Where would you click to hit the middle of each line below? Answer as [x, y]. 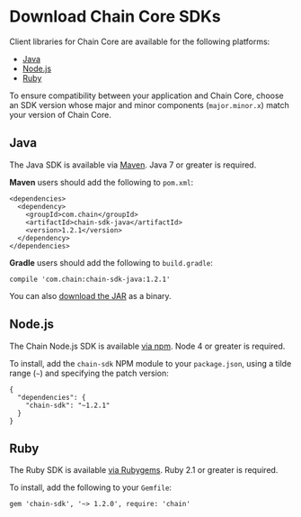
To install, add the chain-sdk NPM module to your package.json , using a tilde [150, 363]
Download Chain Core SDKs [115, 17]
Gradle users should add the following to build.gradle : [111, 262]
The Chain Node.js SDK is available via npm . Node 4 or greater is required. [147, 346]
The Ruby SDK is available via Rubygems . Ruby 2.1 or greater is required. [144, 470]
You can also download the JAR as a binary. [91, 295]
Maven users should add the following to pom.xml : [102, 182]
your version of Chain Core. [61, 114]
